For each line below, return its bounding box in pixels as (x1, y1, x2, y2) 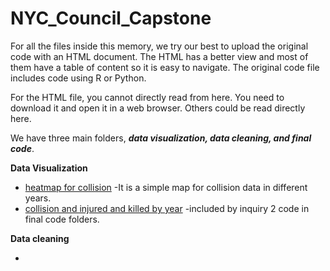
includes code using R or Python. (10, 72, 147, 84)
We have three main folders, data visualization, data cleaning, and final (10, 132, 312, 144)
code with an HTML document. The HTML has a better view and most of (10, 50, 309, 62)
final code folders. (24, 213, 100, 225)
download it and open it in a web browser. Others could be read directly (10, 102, 306, 114)
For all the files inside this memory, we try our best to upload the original (10, 40, 309, 52)
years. (24, 192, 52, 204)
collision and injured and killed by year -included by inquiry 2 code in (24, 202, 310, 214)
